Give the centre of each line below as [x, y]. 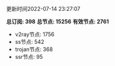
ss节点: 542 [30, 42]
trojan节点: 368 [34, 49]
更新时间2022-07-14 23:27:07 [43, 9]
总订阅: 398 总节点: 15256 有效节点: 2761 [58, 22]
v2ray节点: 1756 [35, 34]
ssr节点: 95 [29, 57]
